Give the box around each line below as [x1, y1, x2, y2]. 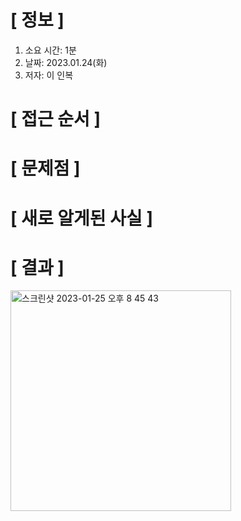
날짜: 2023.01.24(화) [24, 56, 108, 68]
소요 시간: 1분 [24, 44, 77, 56]
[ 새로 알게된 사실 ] [10, 207, 153, 230]
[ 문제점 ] [10, 157, 81, 180]
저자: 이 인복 [24, 69, 74, 81]
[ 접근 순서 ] [10, 108, 102, 131]
